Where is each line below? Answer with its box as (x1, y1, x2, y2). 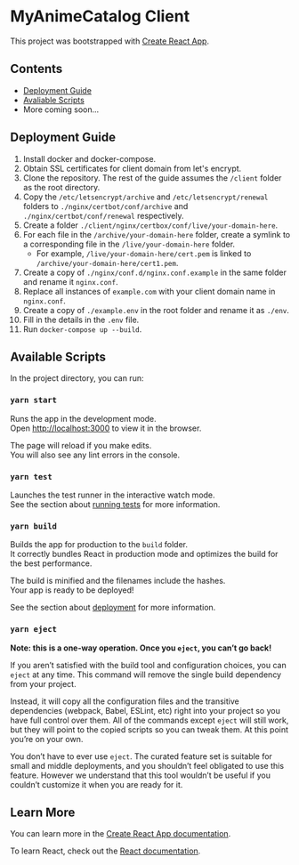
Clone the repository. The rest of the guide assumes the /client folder (22, 172, 282, 183)
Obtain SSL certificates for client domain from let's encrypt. (22, 163, 242, 174)
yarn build (10, 521, 57, 531)
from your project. (10, 678, 77, 689)
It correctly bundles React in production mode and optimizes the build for (10, 549, 279, 560)
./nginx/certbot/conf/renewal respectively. (22, 210, 184, 221)
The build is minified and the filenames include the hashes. (10, 576, 226, 586)
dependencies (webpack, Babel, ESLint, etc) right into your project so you (10, 705, 281, 715)
